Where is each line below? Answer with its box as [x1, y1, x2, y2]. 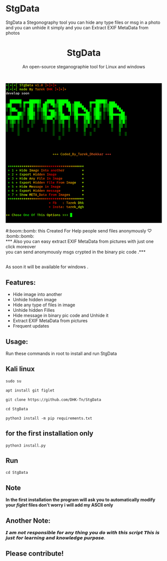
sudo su [5, 379, 22, 384]
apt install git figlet [5, 388, 55, 393]
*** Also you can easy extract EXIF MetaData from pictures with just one [5, 238, 154, 244]
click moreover [5, 244, 36, 250]
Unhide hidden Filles [12, 307, 55, 313]
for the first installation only [5, 429, 94, 438]
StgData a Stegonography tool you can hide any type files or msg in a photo [5, 19, 161, 25]
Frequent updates [12, 323, 49, 329]
